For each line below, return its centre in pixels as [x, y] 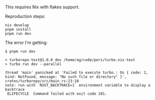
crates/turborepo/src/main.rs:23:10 [42, 81]
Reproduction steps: [25, 16]
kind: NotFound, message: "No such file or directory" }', [66, 77]
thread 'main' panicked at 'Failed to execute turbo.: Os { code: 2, [77, 72]
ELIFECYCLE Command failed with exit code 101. [57, 94]
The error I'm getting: [26, 43]
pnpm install [18, 29]
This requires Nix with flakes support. [42, 7]
